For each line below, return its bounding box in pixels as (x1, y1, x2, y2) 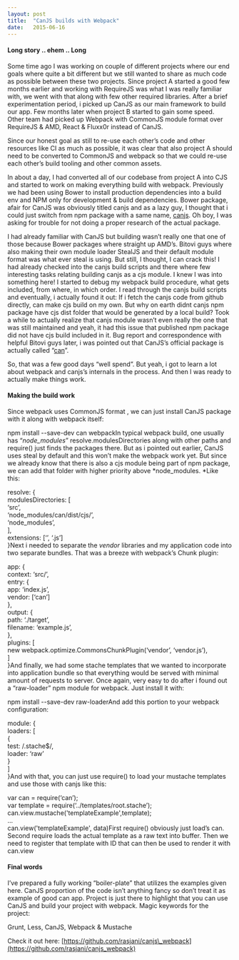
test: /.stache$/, (7, 742, 54, 750)
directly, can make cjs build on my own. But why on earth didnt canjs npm (7, 300, 225, 309)
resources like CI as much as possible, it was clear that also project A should (7, 143, 233, 152)
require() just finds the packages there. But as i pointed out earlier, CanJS (7, 443, 224, 452)
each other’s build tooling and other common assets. (7, 158, 162, 168)
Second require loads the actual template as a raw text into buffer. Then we (7, 831, 229, 839)
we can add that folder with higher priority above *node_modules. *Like (7, 466, 219, 475)
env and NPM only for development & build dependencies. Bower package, (7, 196, 228, 204)
